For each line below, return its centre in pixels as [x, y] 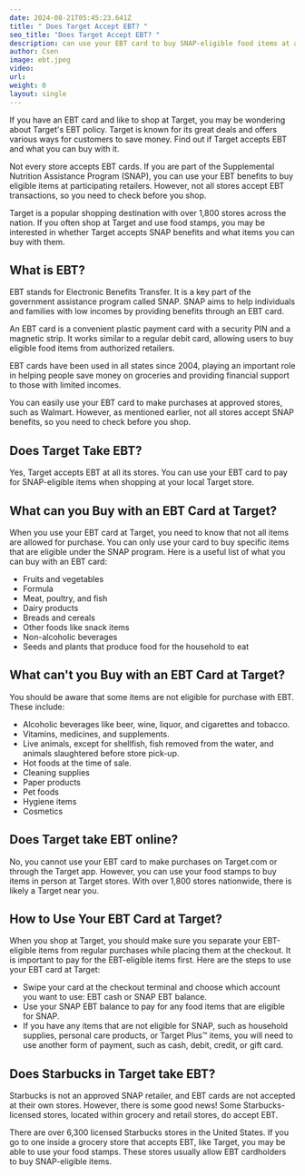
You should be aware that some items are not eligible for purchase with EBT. [152, 697]
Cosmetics [43, 811]
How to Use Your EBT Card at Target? [116, 919]
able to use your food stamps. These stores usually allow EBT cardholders [148, 1152]
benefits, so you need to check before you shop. [100, 422]
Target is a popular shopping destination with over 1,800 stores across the [148, 212]
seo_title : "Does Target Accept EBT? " [85, 35]
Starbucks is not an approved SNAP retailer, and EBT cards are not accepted [152, 1096]
